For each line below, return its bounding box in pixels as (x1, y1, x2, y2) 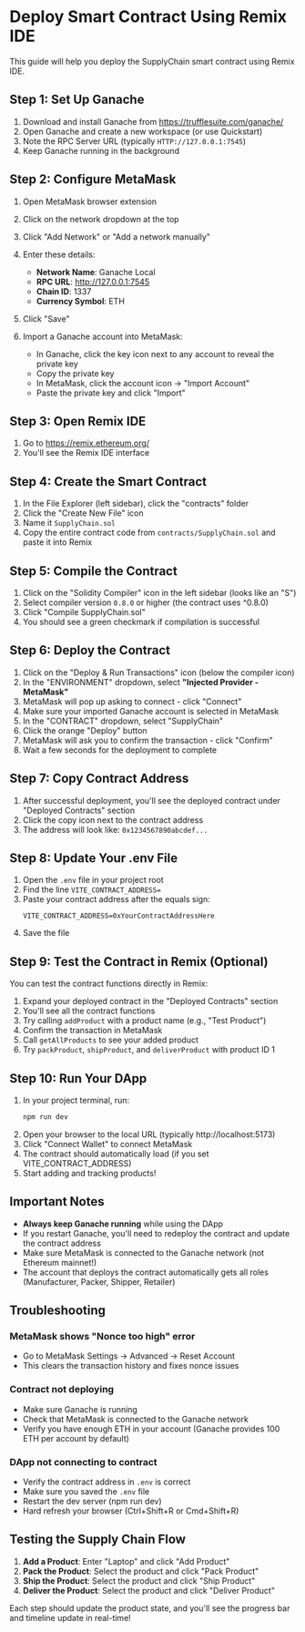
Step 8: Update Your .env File (9, 850, 178, 867)
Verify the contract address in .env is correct (22, 1476, 191, 1487)
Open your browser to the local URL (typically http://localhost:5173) (22, 1128, 276, 1140)
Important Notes (9, 1194, 105, 1209)
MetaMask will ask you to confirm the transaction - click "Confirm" (22, 734, 273, 745)
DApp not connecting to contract (9, 1455, 158, 1468)
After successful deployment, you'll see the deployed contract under (22, 795, 280, 806)
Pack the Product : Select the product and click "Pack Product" (22, 1565, 259, 1576)
